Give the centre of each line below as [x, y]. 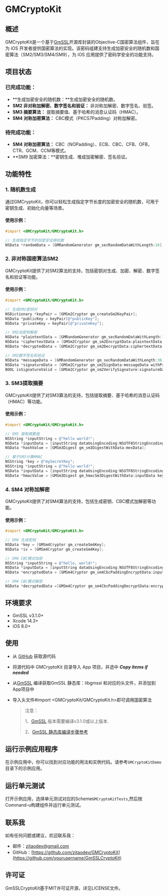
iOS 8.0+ [21, 626]
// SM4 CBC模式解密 [24, 582]
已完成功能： [21, 87]
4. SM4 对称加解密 [27, 489]
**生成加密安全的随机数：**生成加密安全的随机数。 [65, 99]
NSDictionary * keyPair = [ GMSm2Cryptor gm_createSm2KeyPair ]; [71, 314]
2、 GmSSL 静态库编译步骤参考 [56, 732]
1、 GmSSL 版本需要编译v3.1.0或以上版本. [67, 721]
